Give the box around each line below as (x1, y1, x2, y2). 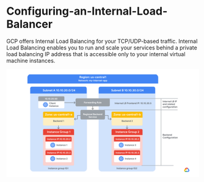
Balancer (6, 17, 53, 31)
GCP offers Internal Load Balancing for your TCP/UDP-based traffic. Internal (6, 37, 198, 45)
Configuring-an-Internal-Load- (6, 4, 168, 18)
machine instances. (6, 57, 56, 64)
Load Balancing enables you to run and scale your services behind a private (6, 44, 197, 51)
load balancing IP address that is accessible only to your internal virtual (6, 50, 186, 57)
